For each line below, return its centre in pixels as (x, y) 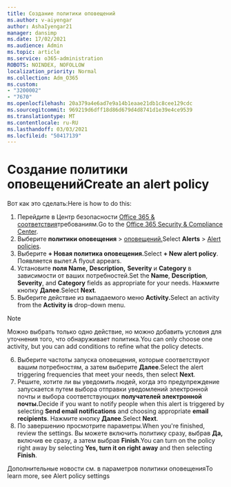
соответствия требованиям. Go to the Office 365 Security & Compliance (120, 225)
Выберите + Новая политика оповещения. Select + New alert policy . (118, 254)
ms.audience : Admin (35, 46)
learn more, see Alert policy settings (59, 476)
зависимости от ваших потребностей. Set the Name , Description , (112, 276)
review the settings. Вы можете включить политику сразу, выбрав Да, (120, 433)
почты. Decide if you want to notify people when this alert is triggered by (121, 404)
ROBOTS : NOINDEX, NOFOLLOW (46, 65)
